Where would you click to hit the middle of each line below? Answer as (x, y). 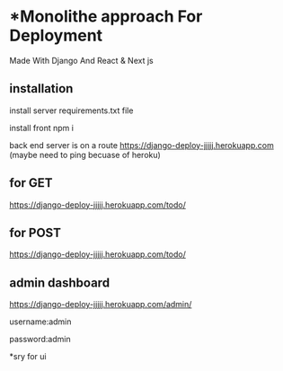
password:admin (40, 340)
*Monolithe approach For (106, 17)
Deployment (56, 35)
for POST (35, 232)
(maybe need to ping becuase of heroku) (85, 155)
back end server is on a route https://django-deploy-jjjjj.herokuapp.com (141, 145)
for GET (31, 183)
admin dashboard (60, 283)
